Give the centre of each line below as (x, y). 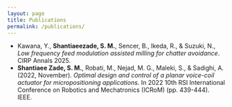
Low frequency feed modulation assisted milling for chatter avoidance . (118, 53)
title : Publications (37, 20)
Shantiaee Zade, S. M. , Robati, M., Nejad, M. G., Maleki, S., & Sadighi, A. (120, 68)
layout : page (26, 13)
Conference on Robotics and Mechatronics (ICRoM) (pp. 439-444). (113, 90)
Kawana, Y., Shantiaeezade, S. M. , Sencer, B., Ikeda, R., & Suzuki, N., (116, 46)
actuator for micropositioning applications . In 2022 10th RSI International (121, 83)
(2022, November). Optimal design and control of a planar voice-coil (116, 75)
